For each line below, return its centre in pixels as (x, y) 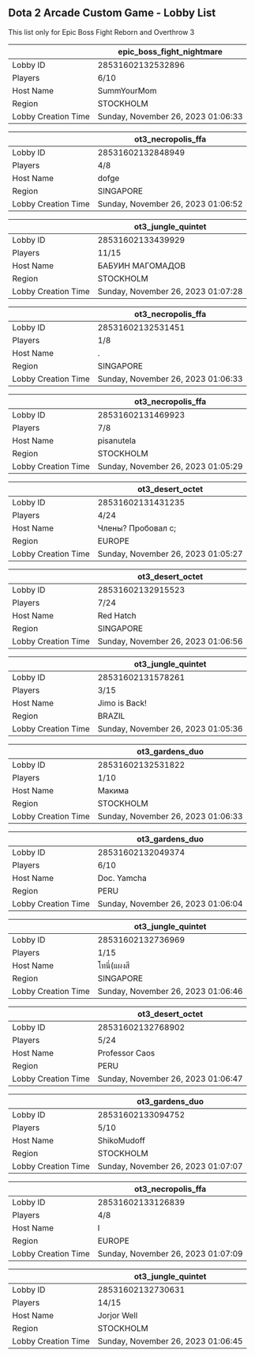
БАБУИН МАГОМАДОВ (141, 266)
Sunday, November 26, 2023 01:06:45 (170, 1341)
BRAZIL (111, 716)
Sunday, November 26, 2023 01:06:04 (170, 903)
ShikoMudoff (122, 1140)
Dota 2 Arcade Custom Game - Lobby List (112, 13)
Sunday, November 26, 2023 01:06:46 (170, 991)
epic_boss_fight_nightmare (170, 51)
